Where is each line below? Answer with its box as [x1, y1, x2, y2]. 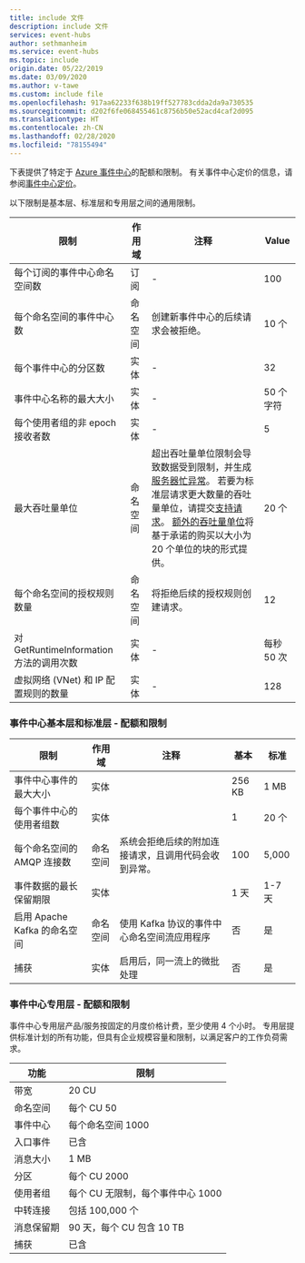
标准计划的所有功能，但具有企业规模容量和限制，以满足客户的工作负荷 [16, 1032, 280, 1043]
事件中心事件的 [14, 774, 79, 787]
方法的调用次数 [14, 657, 79, 669]
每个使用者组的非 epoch [14, 416, 116, 429]
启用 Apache [14, 911, 68, 923]
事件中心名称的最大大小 [14, 392, 115, 405]
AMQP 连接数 [14, 856, 72, 869]
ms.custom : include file [9, 89, 103, 98]
